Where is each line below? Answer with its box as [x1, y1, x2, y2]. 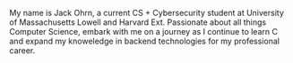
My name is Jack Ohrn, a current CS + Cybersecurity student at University [9, 8, 285, 18]
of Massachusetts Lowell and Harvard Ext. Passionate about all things [9, 17, 267, 28]
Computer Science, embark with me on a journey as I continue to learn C [9, 27, 278, 36]
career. [9, 45, 36, 56]
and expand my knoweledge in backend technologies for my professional [9, 35, 280, 46]
